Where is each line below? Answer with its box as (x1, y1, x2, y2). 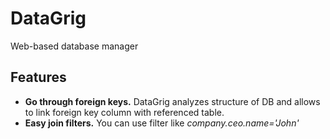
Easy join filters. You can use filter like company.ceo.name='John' (24, 117, 300, 129)
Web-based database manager (10, 40, 139, 52)
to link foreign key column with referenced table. (24, 106, 225, 118)
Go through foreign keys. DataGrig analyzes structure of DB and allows (24, 95, 321, 107)
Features (10, 69, 67, 86)
